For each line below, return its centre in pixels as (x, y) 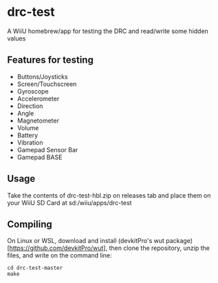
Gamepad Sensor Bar (47, 149)
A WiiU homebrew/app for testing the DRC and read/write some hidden (108, 31)
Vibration (30, 143)
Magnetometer (38, 120)
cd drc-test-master (35, 268)
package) (179, 241)
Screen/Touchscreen (47, 84)
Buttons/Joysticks (42, 76)
